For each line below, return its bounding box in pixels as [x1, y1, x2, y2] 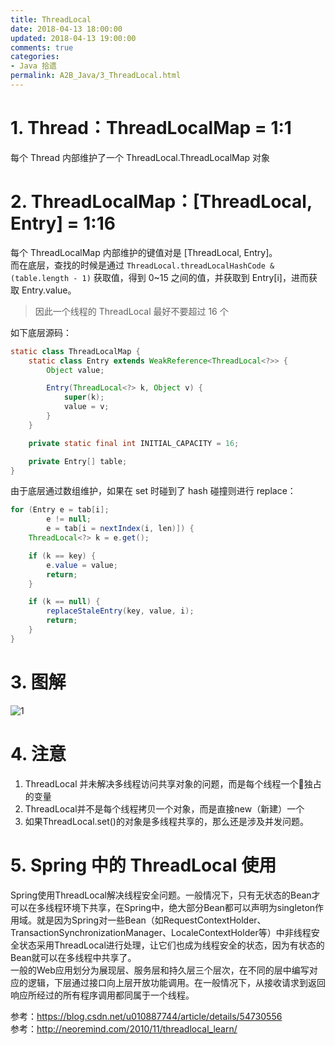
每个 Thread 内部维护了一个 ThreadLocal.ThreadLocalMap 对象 [10, 151, 271, 163]
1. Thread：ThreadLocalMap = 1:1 [10, 117, 292, 140]
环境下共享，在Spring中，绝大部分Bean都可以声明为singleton [62, 901, 316, 913]
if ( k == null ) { [28, 597, 101, 607]
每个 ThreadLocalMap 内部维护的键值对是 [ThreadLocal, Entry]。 [10, 246, 278, 258]
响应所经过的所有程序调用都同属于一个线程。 [10, 989, 195, 1001]
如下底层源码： [10, 326, 72, 338]
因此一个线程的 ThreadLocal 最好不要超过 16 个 [34, 305, 229, 317]
